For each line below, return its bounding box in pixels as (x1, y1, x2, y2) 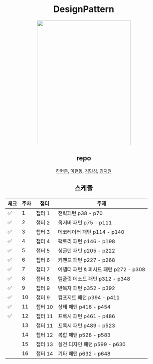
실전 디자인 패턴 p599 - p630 (58, 341, 126, 348)
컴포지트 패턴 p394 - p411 (58, 294, 120, 301)
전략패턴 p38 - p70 (58, 210, 103, 217)
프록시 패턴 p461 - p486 (58, 313, 116, 320)
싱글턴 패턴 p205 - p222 (58, 247, 116, 254)
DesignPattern (53, 3, 115, 15)
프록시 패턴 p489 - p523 (58, 322, 116, 329)
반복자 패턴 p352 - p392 (58, 285, 116, 292)
